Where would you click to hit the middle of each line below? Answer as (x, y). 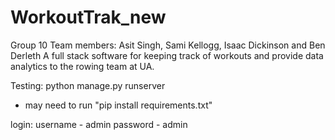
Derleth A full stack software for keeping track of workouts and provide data (167, 55)
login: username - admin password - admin (99, 124)
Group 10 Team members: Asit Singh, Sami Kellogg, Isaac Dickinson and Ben (168, 45)
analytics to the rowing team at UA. (82, 66)
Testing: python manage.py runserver (88, 85)
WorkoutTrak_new (88, 17)
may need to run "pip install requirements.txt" (118, 105)
